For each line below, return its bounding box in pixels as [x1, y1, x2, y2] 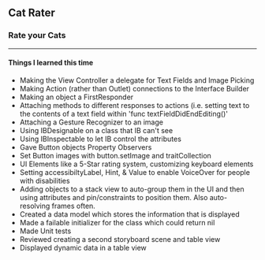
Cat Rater [8, 6, 55, 20]
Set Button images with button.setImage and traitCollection [19, 150, 211, 160]
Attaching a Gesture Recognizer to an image [19, 117, 164, 127]
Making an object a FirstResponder [19, 92, 134, 102]
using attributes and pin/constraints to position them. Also [19, 192, 208, 202]
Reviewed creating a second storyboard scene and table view [19, 234, 221, 243]
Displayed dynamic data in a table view [19, 243, 147, 252]
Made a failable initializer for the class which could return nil [19, 217, 215, 227]
